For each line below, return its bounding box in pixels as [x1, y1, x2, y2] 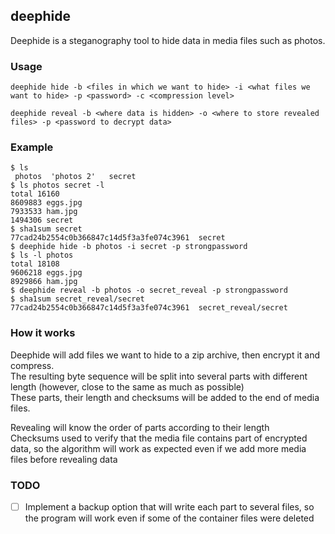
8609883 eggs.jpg [10, 198, 83, 208]
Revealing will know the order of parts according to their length [10, 421, 270, 433]
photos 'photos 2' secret [14, 172, 137, 182]
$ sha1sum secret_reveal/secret [10, 294, 145, 304]
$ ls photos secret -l [10, 180, 105, 191]
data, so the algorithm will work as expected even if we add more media [10, 442, 307, 454]
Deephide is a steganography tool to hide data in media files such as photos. [10, 34, 326, 46]
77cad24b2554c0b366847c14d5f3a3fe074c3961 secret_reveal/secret [10, 303, 288, 313]
